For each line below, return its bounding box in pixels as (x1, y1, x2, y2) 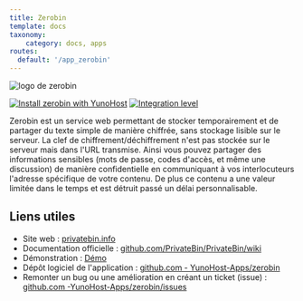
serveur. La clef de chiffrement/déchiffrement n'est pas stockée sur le (9, 135, 270, 145)
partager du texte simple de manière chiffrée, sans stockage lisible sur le (9, 125, 281, 136)
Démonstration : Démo (22, 252, 107, 263)
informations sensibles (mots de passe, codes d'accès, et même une (9, 154, 266, 164)
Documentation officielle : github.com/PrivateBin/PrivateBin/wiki (22, 242, 262, 254)
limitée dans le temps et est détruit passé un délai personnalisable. (9, 183, 258, 193)
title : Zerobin (9, 13, 67, 23)
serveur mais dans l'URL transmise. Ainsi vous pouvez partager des (9, 144, 262, 155)
